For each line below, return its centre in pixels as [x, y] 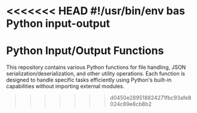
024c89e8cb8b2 [131, 104]
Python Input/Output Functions [85, 51]
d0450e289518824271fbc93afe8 [151, 98]
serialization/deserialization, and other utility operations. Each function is [96, 74]
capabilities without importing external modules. [65, 86]
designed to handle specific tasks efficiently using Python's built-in [89, 80]
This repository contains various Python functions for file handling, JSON [96, 67]
